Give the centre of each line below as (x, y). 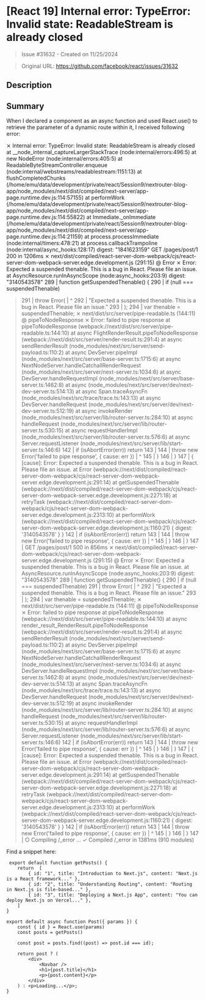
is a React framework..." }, (43, 879)
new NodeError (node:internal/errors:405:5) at (65, 159)
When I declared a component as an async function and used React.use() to (102, 121)
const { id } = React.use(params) (61, 927)
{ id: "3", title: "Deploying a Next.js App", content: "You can (113, 895)
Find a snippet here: (31, 852)
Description (29, 85)
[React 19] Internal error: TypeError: (99, 11)
